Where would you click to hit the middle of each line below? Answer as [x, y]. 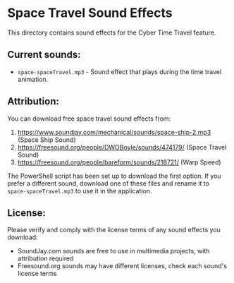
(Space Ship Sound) [47, 140]
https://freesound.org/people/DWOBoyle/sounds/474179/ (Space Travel [122, 147]
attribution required [45, 258]
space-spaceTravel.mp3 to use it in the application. [80, 191]
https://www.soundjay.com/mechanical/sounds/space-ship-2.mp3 [114, 132]
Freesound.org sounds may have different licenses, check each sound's [122, 266]
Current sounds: [44, 55]
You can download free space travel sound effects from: [89, 119]
